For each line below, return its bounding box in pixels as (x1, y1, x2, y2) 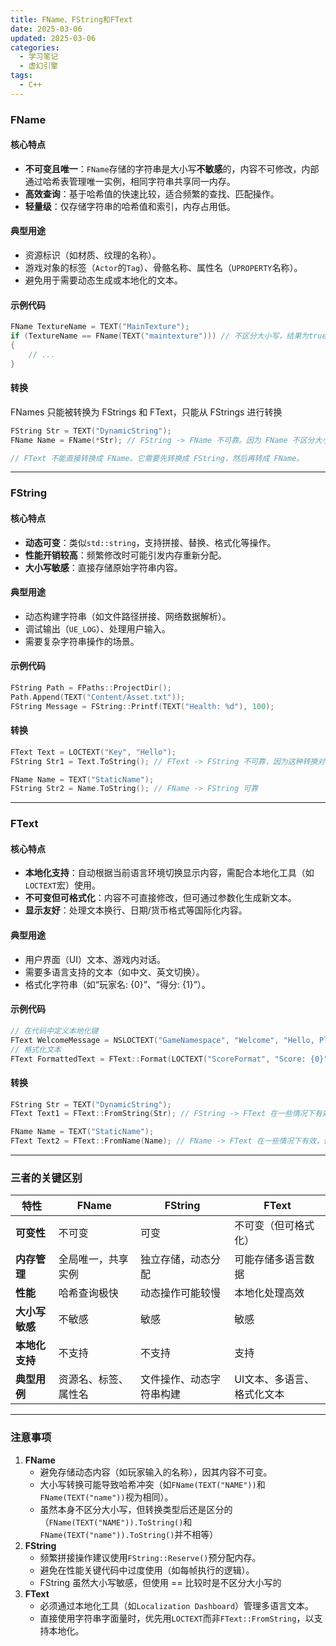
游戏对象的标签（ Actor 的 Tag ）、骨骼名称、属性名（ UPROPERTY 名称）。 (24, 262, 303, 274)
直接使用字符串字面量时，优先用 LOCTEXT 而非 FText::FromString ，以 (39, 1612, 315, 1624)
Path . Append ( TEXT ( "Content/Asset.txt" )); (10, 692, 186, 702)
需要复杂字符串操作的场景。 (24, 635, 140, 647)
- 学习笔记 (19, 52, 59, 62)
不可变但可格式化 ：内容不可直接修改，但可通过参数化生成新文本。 (24, 892, 297, 904)
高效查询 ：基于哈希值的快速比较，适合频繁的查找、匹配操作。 (24, 187, 280, 200)
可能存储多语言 (234, 1252, 305, 1266)
